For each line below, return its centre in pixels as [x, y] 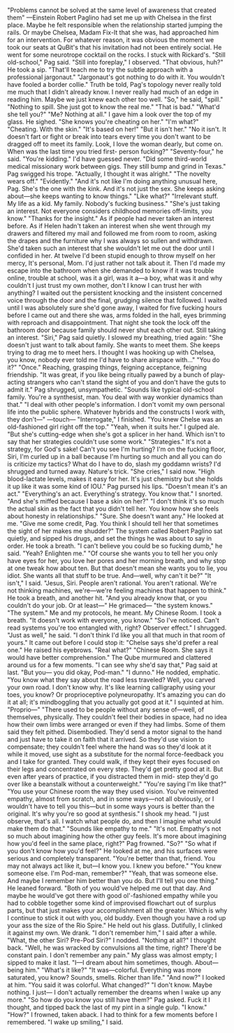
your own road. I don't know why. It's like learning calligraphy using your [111, 687]
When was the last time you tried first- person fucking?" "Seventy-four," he [115, 151]
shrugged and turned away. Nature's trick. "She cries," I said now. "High [111, 471]
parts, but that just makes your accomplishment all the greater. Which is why [117, 910]
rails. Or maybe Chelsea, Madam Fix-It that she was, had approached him [113, 32]
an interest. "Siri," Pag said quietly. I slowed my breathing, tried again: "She [115, 338]
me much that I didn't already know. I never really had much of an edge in [113, 92]
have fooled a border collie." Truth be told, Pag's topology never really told [114, 84]
